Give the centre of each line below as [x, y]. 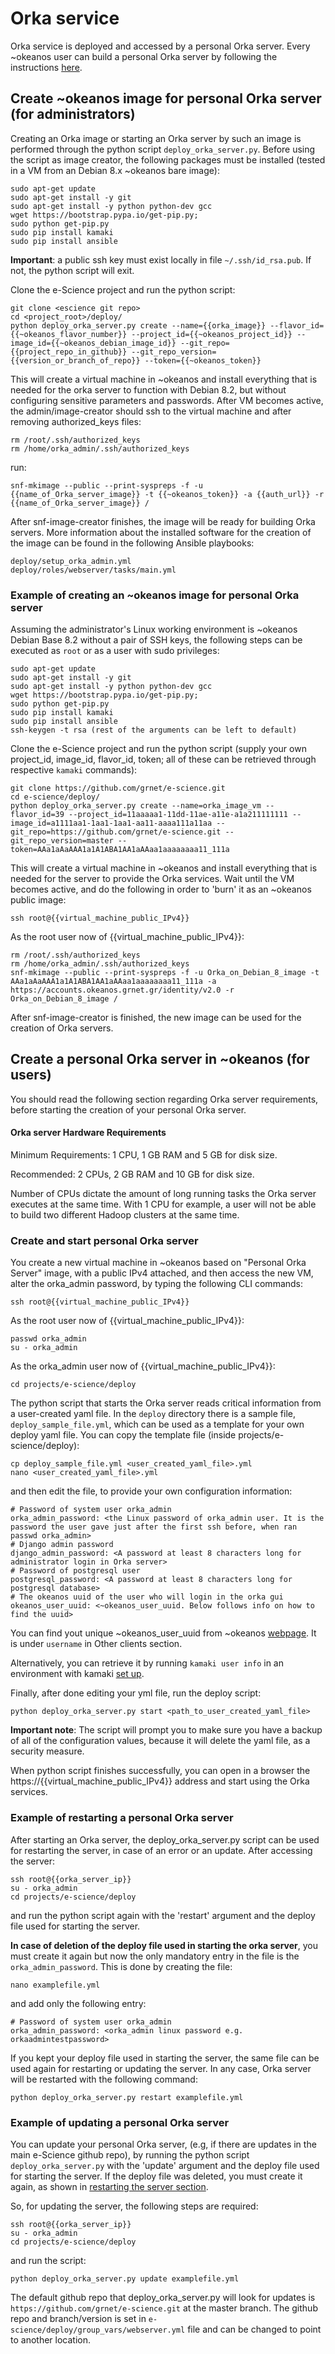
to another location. [50, 2339]
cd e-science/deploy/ [55, 797]
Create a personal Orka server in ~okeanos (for [160, 1059]
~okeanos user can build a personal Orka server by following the [144, 56]
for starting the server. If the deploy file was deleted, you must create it [156, 2176]
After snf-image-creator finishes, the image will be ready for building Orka [163, 521]
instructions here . [46, 67]
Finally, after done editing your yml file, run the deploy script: [136, 1693]
